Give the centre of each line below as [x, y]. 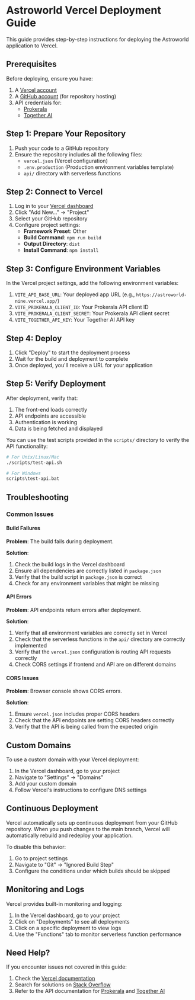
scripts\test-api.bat [33, 479]
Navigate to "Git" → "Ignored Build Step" [64, 864]
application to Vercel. [32, 46]
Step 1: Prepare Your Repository [66, 134]
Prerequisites [31, 64]
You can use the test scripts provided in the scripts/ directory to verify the [98, 440]
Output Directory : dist [52, 244]
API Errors [19, 597]
